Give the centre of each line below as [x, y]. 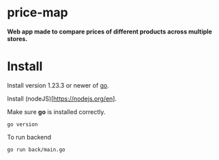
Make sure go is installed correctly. [56, 111]
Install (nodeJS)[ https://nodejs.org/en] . [62, 98]
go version [23, 124]
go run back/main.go [36, 149]
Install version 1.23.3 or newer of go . [58, 85]
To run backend [29, 137]
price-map [38, 13]
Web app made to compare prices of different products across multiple [110, 31]
